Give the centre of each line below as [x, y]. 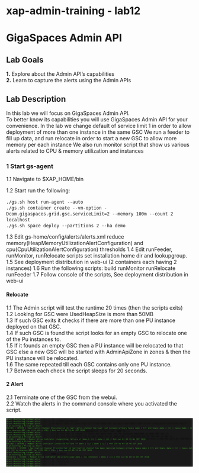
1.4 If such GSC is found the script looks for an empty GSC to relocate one [97, 333]
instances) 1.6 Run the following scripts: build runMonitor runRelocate [91, 268]
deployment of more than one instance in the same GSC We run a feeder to [98, 132]
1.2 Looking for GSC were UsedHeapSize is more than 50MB [80, 314]
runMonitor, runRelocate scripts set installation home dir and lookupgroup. [97, 256]
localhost [18, 220]
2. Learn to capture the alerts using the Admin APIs [69, 81]
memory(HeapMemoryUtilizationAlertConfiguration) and [75, 243]
